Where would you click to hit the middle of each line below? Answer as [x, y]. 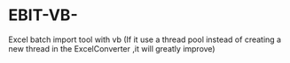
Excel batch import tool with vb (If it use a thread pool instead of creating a [145, 39]
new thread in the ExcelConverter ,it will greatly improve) [112, 48]
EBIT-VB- [43, 15]
